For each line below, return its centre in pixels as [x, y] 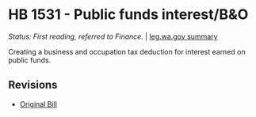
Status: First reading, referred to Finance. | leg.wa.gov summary [113, 36]
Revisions [33, 85]
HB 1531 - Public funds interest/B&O [128, 15]
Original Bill [38, 104]
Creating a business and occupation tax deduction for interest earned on [127, 51]
